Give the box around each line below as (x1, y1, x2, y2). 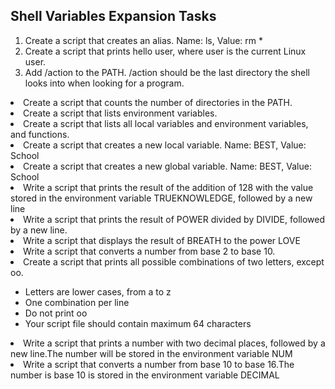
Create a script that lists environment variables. (23, 107, 218, 119)
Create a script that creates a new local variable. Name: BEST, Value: (23, 139, 307, 151)
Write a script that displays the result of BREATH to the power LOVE (23, 234, 301, 246)
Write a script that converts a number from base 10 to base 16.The (23, 358, 295, 370)
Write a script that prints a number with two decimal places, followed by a (23, 337, 326, 349)
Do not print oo (24, 307, 88, 319)
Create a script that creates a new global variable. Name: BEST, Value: (23, 160, 312, 172)
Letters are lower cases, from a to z (24, 285, 172, 298)
